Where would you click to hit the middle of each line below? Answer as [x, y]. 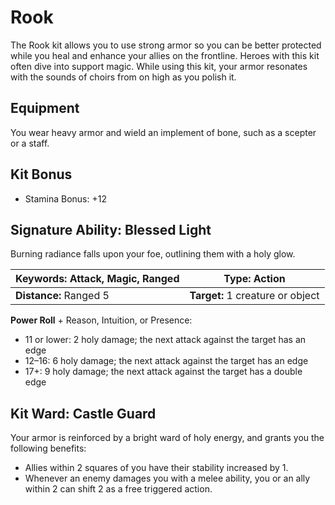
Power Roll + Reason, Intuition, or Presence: [101, 320]
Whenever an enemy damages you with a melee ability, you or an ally [167, 478]
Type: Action [254, 279]
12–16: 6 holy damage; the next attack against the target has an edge [166, 361]
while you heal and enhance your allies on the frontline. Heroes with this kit [165, 55]
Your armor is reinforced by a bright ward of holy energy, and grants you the [167, 438]
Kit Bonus [41, 174]
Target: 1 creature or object [254, 296]
